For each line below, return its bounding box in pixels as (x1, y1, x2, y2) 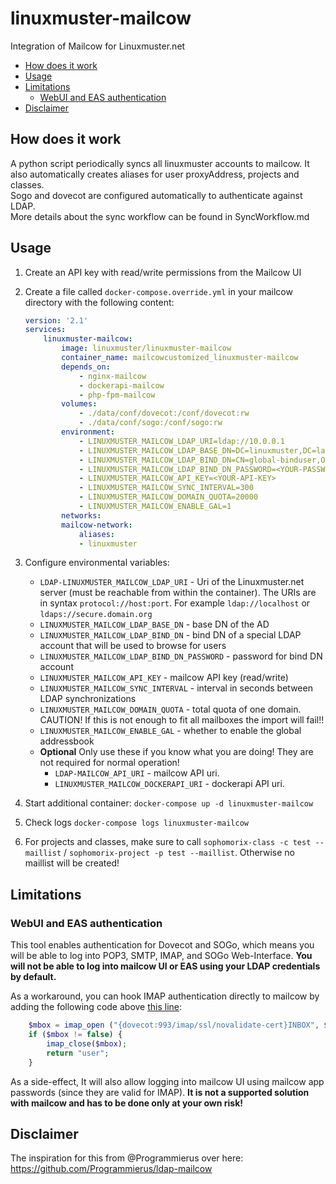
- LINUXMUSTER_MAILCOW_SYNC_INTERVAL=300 (78, 483, 254, 493)
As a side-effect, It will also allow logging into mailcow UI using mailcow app (10, 1075, 325, 1087)
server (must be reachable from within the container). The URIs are (39, 587, 317, 599)
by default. (10, 971, 57, 983)
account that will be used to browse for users (39, 640, 227, 652)
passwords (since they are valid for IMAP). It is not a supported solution (10, 1086, 310, 1098)
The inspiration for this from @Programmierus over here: (10, 1152, 244, 1164)
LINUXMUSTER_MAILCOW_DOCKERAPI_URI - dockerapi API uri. (54, 778, 285, 790)
